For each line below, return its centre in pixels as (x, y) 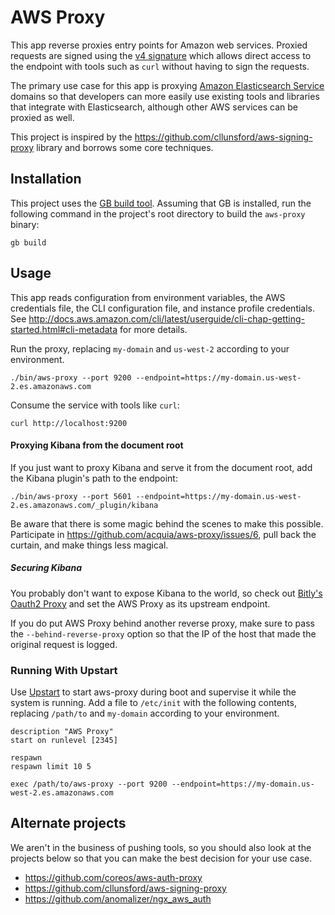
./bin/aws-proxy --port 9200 (71, 377)
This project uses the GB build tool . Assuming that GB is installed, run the (161, 203)
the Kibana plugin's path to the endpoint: (94, 478)
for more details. (153, 329)
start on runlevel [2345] (64, 741)
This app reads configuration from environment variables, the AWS (148, 297)
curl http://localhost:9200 (69, 423)
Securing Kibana (46, 568)
